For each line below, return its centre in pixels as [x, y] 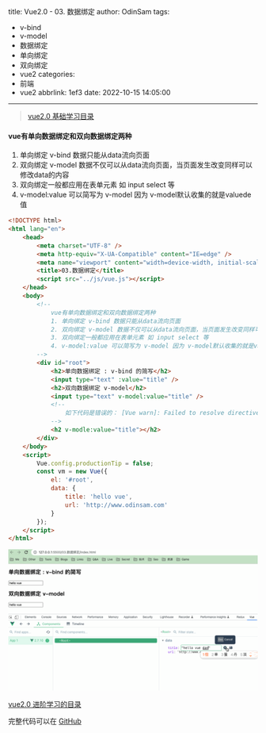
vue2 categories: [47, 74]
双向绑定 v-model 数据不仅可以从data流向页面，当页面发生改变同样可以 [136, 165]
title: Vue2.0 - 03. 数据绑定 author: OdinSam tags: [89, 12]
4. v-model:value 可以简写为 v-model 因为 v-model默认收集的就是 [152, 346]
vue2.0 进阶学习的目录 [45, 704]
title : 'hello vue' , [99, 497]
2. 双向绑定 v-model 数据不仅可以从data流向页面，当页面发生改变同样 [152, 329]
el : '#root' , [72, 480]
